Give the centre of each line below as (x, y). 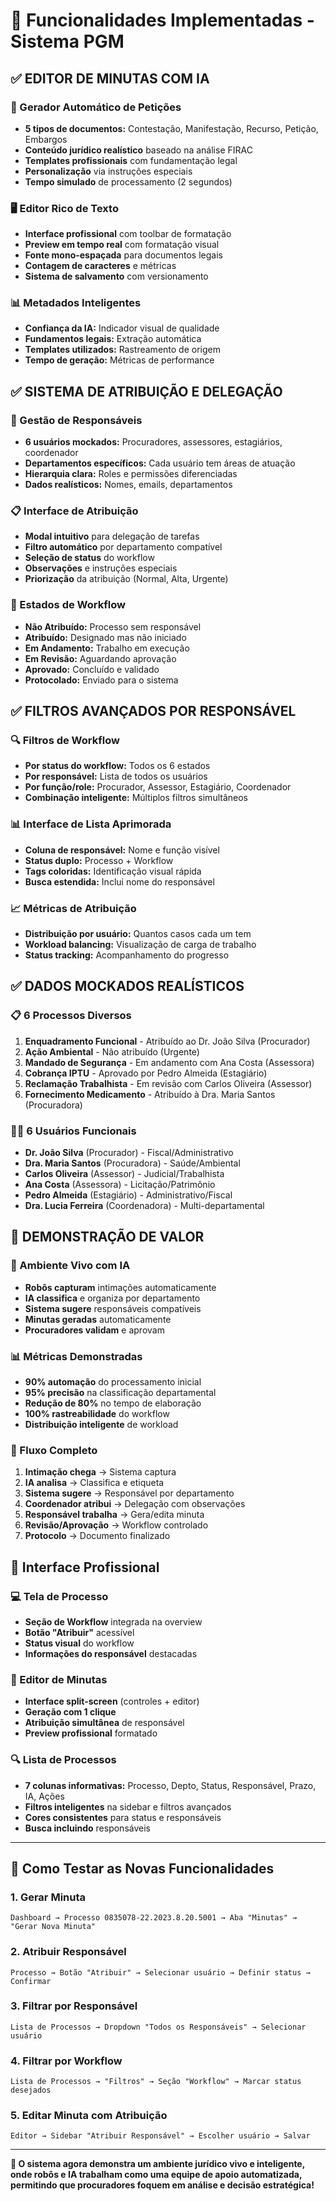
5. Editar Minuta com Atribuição (89, 2116)
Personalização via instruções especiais (108, 171)
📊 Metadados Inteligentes (76, 303)
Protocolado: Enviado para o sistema (101, 680)
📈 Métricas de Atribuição (73, 908)
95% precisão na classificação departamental (120, 1392)
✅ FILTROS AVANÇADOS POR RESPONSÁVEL (153, 711)
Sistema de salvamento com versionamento (116, 276)
